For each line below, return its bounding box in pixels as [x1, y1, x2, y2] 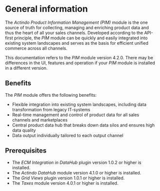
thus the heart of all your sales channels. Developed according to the [5, 30, 143, 35]
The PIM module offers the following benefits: [5, 92, 97, 98]
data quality [12, 127, 36, 133]
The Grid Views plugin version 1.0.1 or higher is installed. [12, 175, 125, 181]
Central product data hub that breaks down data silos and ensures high [12, 122, 155, 128]
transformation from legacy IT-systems [12, 106, 90, 112]
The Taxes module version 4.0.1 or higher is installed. [12, 180, 119, 186]
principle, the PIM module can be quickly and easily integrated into [14, 35, 148, 41]
